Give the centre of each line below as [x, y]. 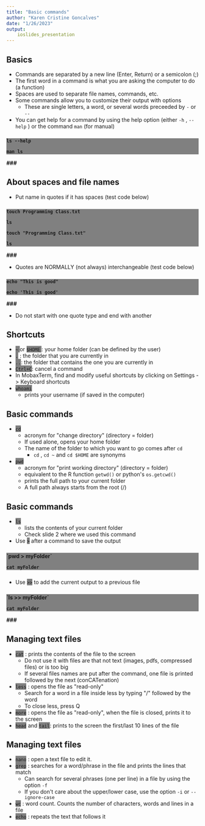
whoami [23, 389]
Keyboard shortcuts [45, 382]
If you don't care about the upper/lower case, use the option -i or [107, 792]
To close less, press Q [52, 706]
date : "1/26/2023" [30, 23]
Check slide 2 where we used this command [80, 534]
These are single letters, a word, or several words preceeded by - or [110, 106]
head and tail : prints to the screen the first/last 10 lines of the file [97, 725]
